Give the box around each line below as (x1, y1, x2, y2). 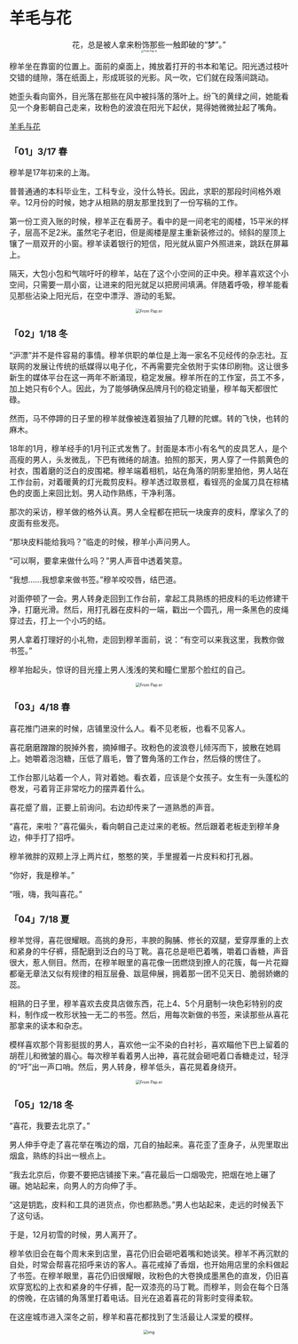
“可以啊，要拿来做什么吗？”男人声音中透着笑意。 (9, 555, 188, 565)
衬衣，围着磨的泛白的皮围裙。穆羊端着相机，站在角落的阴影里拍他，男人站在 (9, 465, 289, 476)
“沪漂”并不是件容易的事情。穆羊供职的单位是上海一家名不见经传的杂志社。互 (9, 349, 288, 360)
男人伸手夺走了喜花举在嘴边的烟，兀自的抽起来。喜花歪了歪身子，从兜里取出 (9, 1140, 289, 1150)
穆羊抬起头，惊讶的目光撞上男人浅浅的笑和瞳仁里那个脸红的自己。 (9, 664, 250, 675)
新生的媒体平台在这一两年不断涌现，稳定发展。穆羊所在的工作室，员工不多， (9, 372, 289, 382)
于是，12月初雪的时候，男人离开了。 (9, 1229, 142, 1240)
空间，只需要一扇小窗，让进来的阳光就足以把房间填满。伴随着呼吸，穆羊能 (9, 279, 281, 290)
